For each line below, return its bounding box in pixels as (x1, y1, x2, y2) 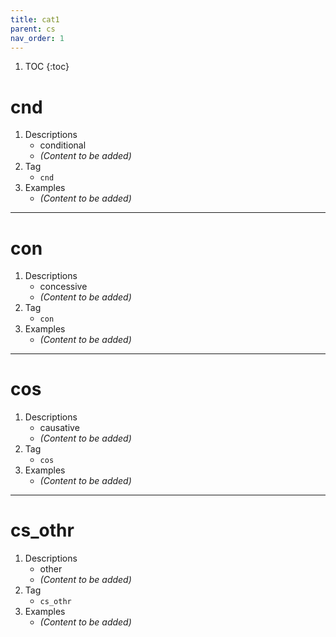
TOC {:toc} (24, 61, 70, 73)
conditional (39, 139, 87, 151)
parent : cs (10, 24, 56, 34)
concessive (39, 281, 88, 293)
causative (39, 422, 80, 434)
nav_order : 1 (10, 33, 65, 43)
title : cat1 (10, 14, 60, 25)
